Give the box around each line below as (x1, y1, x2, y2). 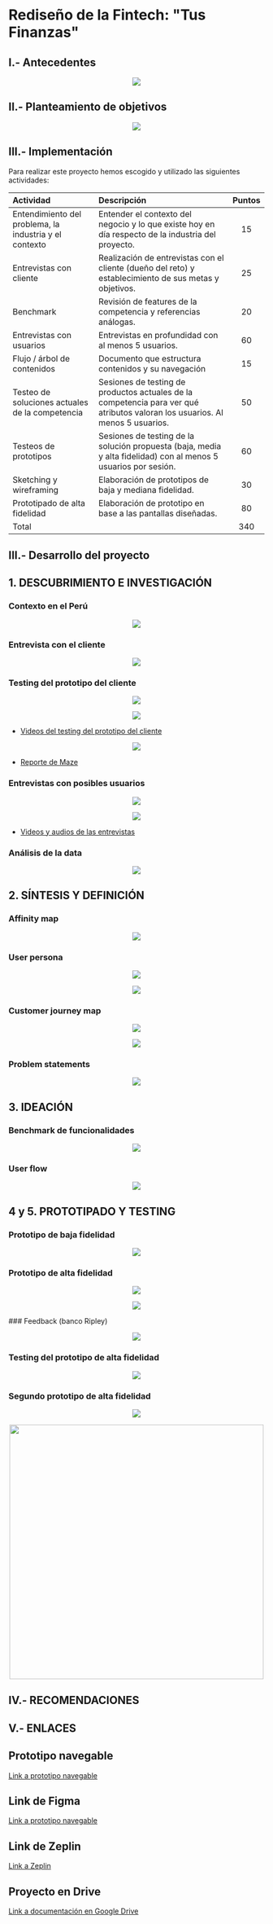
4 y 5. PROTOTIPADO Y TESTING (8, 1204, 176, 1219)
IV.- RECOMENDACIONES (8, 1693, 140, 1707)
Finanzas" (8, 23, 80, 42)
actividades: (8, 175, 50, 185)
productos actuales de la (98, 386, 193, 398)
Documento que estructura (98, 353, 201, 364)
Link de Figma (8, 1794, 81, 1808)
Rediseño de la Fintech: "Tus (8, 6, 206, 24)
